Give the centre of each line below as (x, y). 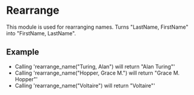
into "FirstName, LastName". (41, 33)
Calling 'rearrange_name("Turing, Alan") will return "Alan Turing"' (95, 66)
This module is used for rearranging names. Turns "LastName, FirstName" (97, 27)
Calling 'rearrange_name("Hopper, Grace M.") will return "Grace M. (97, 73)
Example (23, 52)
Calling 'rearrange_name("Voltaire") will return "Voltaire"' (85, 85)
